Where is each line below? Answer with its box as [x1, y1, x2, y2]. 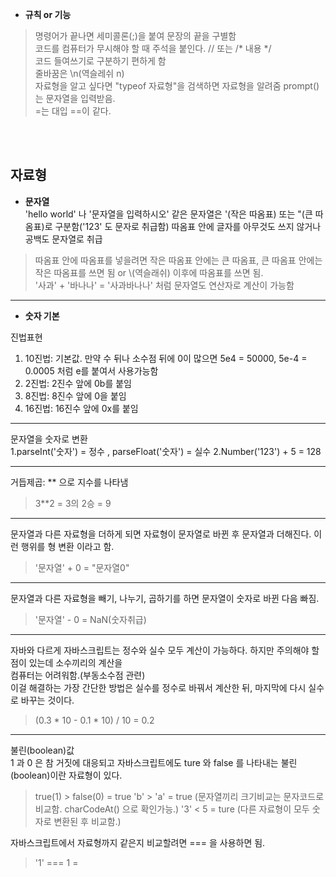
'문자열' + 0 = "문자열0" [34, 561, 130, 573]
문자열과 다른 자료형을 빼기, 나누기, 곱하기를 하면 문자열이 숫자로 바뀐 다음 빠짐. [10, 592, 320, 604]
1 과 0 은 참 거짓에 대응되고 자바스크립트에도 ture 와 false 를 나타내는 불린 [10, 756, 298, 768]
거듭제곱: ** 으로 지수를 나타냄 [10, 476, 129, 488]
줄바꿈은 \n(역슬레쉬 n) [34, 68, 125, 79]
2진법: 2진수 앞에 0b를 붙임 [24, 377, 132, 389]
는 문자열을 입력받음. [34, 93, 116, 104]
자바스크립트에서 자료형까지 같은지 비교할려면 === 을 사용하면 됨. [10, 836, 266, 848]
